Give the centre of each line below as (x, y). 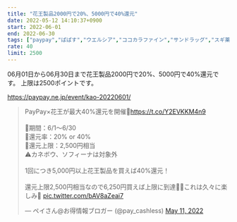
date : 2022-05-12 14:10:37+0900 (55, 20)
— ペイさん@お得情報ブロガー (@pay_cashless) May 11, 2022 (114, 210)
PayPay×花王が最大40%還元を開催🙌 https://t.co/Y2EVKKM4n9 (115, 111)
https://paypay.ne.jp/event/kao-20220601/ (69, 97)
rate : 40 (20, 47)
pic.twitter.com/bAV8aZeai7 (83, 195)
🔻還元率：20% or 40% (58, 136)
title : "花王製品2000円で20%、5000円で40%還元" (73, 14)
